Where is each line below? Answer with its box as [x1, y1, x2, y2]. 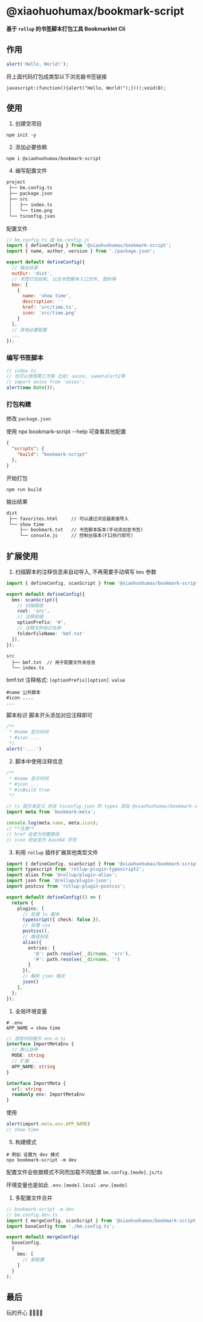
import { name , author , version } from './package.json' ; [6, 248, 155, 254]
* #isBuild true [8, 787, 50, 793]
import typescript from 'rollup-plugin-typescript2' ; [6, 866, 145, 872]
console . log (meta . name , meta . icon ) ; [6, 820, 98, 826]
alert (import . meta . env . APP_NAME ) [6, 1121, 91, 1127]
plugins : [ [17, 905, 45, 911]
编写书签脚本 [6, 354, 44, 362]
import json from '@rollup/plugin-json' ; [6, 878, 112, 884]
